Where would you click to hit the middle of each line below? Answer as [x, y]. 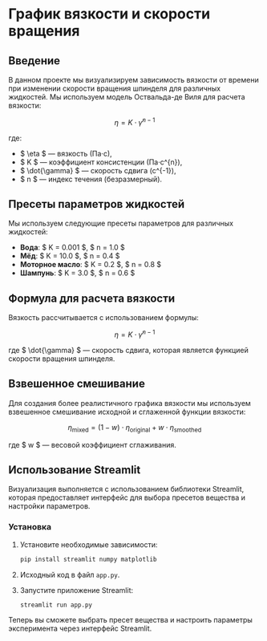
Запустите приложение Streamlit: [77, 590]
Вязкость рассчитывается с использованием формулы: [103, 318]
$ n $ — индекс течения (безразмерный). [91, 179]
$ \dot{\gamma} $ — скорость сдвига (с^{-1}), [98, 170]
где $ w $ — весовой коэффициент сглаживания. [92, 444]
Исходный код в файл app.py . [70, 574]
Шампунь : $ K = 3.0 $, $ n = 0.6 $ [77, 273]
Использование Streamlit [75, 470]
